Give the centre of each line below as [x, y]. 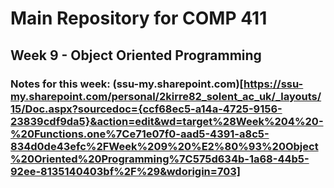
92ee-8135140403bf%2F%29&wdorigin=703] [125, 171]
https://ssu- [273, 84]
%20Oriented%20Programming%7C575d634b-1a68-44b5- [160, 159]
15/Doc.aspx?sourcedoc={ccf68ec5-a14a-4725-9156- [146, 109]
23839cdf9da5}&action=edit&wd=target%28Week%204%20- [167, 121]
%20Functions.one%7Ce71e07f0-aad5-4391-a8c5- [140, 134]
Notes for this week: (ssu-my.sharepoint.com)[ [127, 84]
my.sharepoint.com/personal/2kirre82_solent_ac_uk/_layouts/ [166, 96]
